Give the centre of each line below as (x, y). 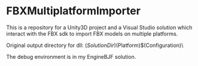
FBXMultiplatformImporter (73, 11)
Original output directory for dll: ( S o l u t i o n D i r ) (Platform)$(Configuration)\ (95, 45)
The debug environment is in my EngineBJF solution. (71, 56)
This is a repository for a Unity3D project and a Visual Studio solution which (99, 27)
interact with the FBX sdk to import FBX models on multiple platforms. (92, 33)
